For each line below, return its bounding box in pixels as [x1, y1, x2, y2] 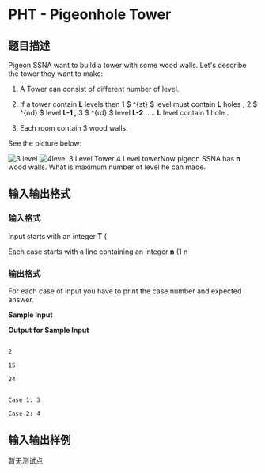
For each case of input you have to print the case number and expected [8, 286, 242, 296]
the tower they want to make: [8, 69, 104, 78]
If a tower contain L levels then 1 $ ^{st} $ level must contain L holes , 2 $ [19, 100, 258, 108]
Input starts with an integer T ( [8, 231, 107, 240]
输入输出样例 [8, 433, 71, 447]
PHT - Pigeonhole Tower [8, 6, 172, 24]
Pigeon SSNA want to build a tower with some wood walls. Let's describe [8, 61, 247, 70]
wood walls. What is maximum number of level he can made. [8, 162, 206, 172]
